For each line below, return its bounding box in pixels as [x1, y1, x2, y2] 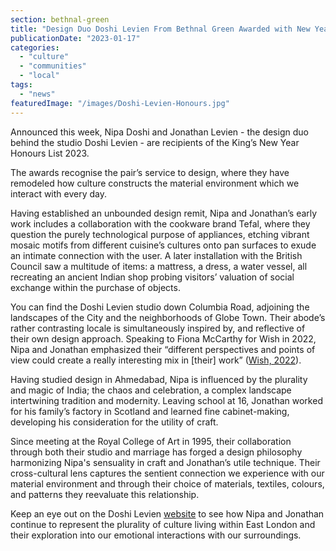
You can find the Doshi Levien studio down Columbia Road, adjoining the [10, 301, 310, 313]
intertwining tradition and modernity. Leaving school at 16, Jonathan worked [10, 394, 323, 406]
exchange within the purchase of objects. [10, 281, 181, 293]
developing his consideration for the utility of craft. [10, 416, 219, 428]
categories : [10, 42, 60, 53]
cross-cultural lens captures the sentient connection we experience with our [10, 467, 325, 479]
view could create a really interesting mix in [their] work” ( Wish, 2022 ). [10, 354, 302, 366]
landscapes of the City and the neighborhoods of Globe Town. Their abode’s [10, 311, 326, 323]
